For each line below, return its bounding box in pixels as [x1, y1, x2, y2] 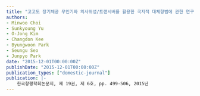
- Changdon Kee [6, 36, 44, 42]
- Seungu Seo [6, 48, 39, 54]
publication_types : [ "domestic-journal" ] [6, 70, 111, 76]
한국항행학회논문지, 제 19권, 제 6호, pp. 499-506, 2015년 [17, 81, 149, 87]
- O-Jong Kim [6, 31, 39, 37]
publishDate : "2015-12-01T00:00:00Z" [6, 64, 100, 70]
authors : [6, 14, 28, 20]
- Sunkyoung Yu [6, 25, 44, 32]
